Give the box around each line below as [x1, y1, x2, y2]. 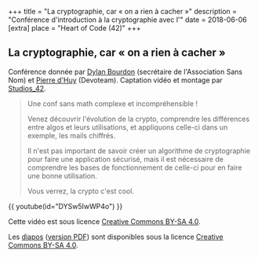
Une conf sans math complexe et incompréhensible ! [27, 98, 198, 108]
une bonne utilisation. [27, 171, 98, 180]
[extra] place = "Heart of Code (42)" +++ [8, 24, 141, 32]
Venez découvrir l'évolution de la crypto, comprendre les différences [27, 114, 250, 123]
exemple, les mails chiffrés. [27, 130, 116, 140]
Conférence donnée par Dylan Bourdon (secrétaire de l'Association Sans [8, 67, 243, 76]
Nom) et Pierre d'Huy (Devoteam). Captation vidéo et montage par [8, 75, 223, 85]
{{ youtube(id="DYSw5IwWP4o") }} [8, 201, 123, 211]
